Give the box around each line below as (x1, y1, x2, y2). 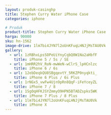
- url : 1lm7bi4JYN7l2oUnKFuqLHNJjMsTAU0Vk (9, 98, 97, 103)
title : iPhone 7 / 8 (14, 84, 56, 89)
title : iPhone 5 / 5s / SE (14, 57, 69, 62)
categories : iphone (5, 16, 45, 21)
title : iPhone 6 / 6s (14, 66, 58, 71)
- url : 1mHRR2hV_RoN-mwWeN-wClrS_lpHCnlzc (9, 62, 97, 67)
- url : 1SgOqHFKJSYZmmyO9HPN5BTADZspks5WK (9, 89, 97, 93)
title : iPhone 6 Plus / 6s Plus (14, 75, 80, 80)
